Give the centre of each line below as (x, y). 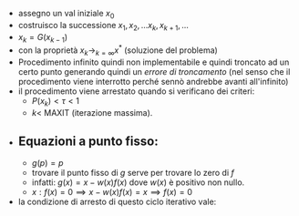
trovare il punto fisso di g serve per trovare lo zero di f (133, 173)
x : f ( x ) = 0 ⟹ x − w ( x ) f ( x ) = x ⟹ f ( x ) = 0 (112, 192)
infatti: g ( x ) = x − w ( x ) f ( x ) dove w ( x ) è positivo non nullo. (138, 182)
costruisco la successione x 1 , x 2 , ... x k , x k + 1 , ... (103, 26)
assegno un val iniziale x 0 (66, 15)
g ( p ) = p (47, 163)
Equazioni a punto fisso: (88, 142)
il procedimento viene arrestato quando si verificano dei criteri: (136, 91)
